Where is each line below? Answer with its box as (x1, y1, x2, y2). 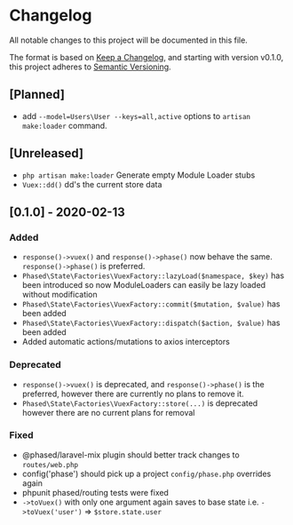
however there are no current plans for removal (21, 407, 195, 418)
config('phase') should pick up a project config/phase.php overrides (21, 468, 272, 479)
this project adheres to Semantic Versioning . (9, 61, 171, 72)
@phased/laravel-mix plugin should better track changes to (21, 449, 240, 460)
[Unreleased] (9, 146, 84, 161)
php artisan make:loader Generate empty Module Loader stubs (21, 170, 256, 180)
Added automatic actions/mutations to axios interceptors (21, 337, 231, 347)
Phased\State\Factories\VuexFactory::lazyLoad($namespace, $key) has (21, 270, 285, 281)
